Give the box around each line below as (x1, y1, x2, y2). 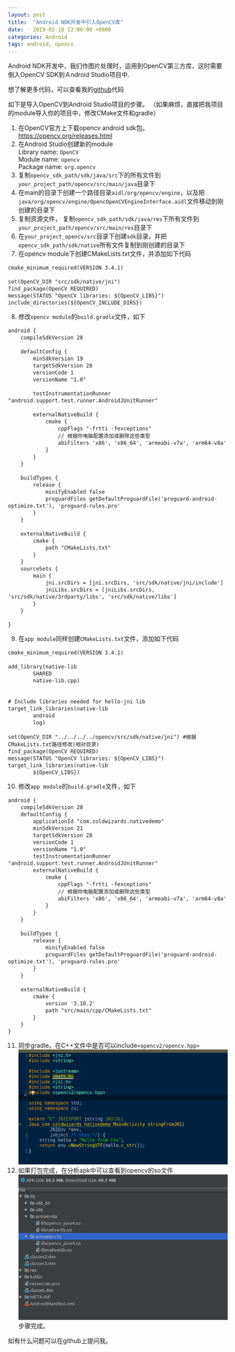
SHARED (33, 670, 52, 677)
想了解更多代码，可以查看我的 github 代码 (8, 85, 124, 94)
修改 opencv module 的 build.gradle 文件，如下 (17, 312, 146, 321)
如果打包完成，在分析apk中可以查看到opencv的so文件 (17, 1166, 174, 1174)
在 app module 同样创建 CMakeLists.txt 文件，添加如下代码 (17, 635, 179, 643)
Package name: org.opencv (17, 163, 96, 171)
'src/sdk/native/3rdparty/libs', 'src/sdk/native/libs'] (8, 594, 177, 601)
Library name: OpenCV (17, 148, 79, 157)
